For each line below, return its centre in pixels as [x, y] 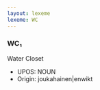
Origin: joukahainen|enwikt [55, 78]
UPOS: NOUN [36, 72]
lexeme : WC [23, 20]
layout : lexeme [29, 13]
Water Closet [25, 58]
